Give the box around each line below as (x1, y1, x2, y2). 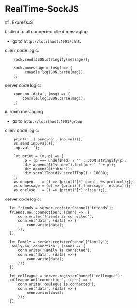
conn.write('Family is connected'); (17, 248, 92, 253)
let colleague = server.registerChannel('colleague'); (9, 273, 122, 278)
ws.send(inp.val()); (14, 141, 55, 146)
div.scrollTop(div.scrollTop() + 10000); (24, 170, 109, 175)
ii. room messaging (5, 108, 43, 114)
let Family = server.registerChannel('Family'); (9, 239, 109, 244)
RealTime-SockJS (5, 3, 79, 15)
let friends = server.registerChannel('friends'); (9, 205, 114, 210)
